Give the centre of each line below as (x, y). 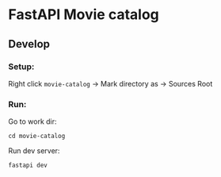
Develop (29, 44)
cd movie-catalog (37, 137)
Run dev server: (34, 151)
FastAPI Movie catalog (84, 15)
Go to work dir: (32, 121)
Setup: (21, 67)
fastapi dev (28, 165)
